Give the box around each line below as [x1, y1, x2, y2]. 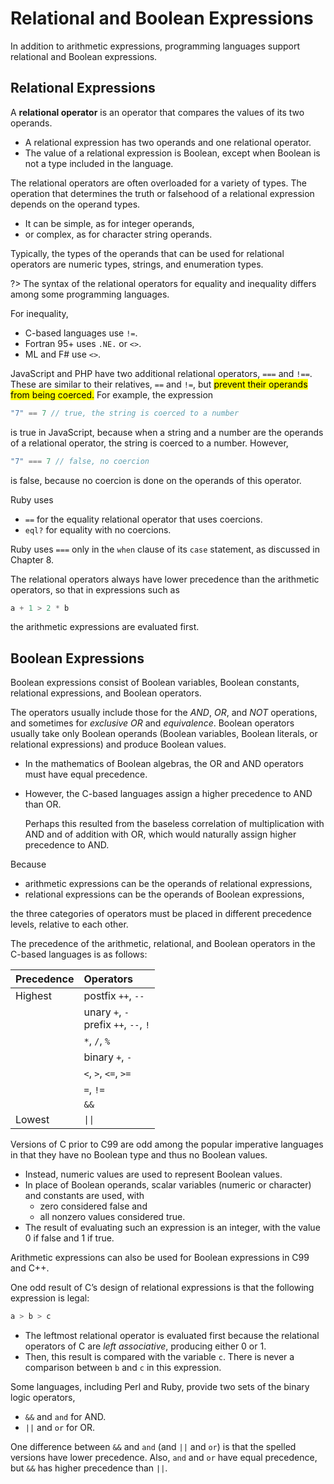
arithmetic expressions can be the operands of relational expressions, [24, 878, 313, 890]
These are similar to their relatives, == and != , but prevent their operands [10, 378, 308, 390]
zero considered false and [39, 1200, 148, 1212]
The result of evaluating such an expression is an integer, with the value [24, 1222, 321, 1234]
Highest [15, 989, 53, 1003]
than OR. [24, 798, 62, 811]
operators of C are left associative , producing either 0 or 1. [24, 1340, 267, 1352]
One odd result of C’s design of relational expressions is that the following [10, 1282, 315, 1294]
